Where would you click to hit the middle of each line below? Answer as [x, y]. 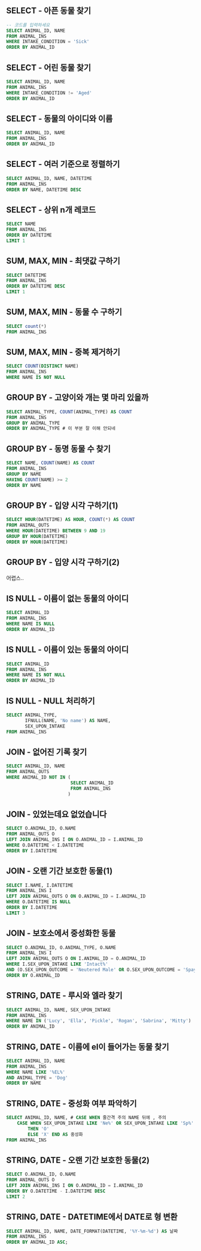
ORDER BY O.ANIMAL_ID [33, 975]
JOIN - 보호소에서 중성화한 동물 [61, 933]
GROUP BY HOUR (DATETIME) [37, 536]
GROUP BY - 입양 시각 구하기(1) [62, 505]
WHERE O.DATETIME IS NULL [38, 902]
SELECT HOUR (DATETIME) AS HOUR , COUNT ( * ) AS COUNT [71, 520]
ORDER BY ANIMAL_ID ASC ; [37, 1242]
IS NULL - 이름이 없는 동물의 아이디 [67, 598]
